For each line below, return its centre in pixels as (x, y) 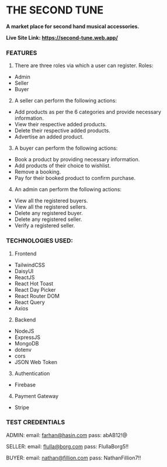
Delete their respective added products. (62, 131)
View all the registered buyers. (51, 201)
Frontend (25, 253)
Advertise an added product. (49, 137)
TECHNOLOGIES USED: (39, 241)
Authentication (32, 373)
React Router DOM (37, 296)
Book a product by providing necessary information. (77, 160)
